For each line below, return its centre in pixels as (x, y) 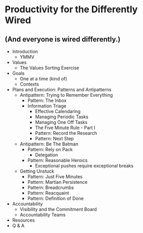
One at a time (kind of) (43, 79)
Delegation (46, 155)
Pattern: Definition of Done (55, 198)
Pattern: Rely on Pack (50, 149)
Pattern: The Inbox (47, 100)
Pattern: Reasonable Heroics (57, 160)
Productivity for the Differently (71, 9)
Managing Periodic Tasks (62, 117)
